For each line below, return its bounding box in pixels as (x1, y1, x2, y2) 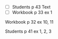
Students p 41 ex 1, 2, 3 (5, 28, 52, 34)
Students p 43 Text (12, 4, 51, 10)
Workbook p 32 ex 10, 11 (5, 19, 54, 25)
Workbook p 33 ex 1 (12, 10, 53, 15)
